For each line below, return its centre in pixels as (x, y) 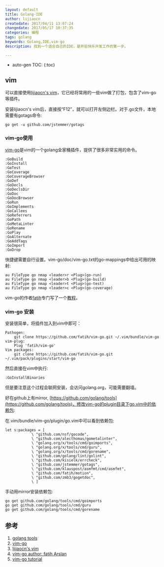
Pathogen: (15, 333)
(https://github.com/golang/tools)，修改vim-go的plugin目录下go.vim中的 (79, 404)
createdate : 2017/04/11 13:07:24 (39, 23)
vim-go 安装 (20, 312)
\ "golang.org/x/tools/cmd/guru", (67, 447)
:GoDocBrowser (20, 198)
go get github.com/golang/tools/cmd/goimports (54, 501)
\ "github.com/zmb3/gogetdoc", (63, 478)
